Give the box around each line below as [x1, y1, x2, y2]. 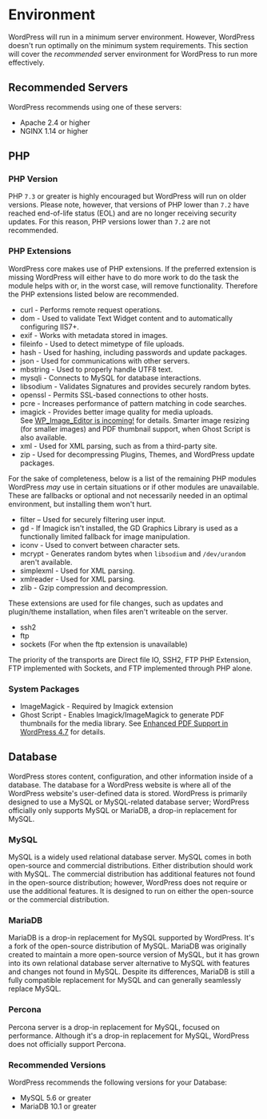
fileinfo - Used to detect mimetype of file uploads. [19, 339, 185, 348]
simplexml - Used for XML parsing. [19, 566, 135, 575]
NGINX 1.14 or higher [19, 126, 89, 135]
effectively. [8, 58, 46, 67]
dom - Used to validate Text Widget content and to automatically [19, 313, 233, 323]
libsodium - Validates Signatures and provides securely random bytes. [19, 381, 252, 391]
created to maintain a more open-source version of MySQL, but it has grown [8, 950, 260, 960]
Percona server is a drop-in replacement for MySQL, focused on [8, 1022, 220, 1032]
